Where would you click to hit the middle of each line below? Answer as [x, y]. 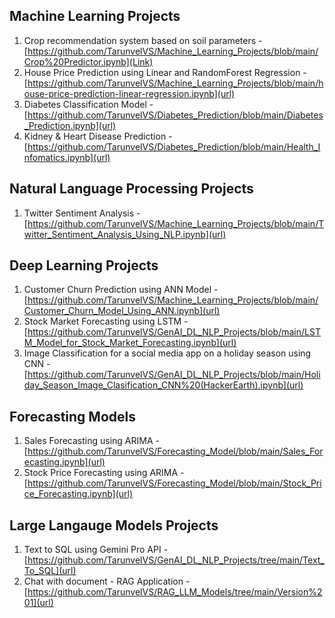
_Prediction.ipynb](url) [70, 125]
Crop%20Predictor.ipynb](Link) [88, 61]
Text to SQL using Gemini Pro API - [96, 550]
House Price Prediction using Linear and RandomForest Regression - [165, 72]
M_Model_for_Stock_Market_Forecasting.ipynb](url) [130, 343]
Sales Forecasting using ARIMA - [91, 441]
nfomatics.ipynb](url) [67, 157]
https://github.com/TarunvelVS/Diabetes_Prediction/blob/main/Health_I [174, 146]
